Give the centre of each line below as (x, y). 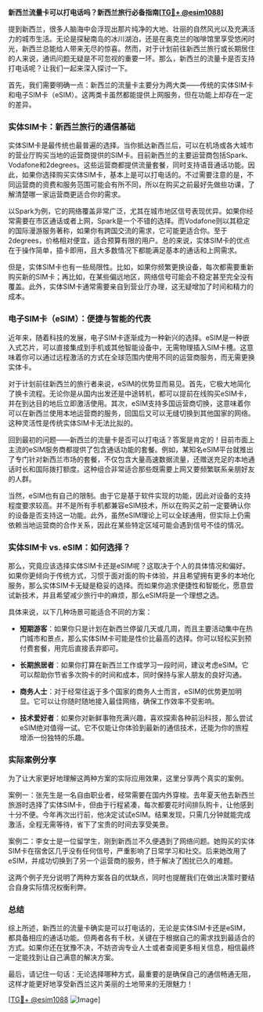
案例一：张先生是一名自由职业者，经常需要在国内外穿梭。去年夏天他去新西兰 (131, 795)
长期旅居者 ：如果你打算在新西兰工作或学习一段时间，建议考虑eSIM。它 (134, 665)
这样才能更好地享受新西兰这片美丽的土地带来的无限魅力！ (101, 984)
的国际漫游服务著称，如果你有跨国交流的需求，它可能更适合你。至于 (118, 231)
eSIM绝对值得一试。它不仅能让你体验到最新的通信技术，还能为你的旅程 (134, 727)
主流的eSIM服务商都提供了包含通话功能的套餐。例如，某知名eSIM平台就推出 (131, 449)
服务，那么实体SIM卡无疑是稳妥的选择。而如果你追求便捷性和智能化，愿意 (128, 585)
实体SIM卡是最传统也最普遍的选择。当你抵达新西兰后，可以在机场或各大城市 (131, 145)
